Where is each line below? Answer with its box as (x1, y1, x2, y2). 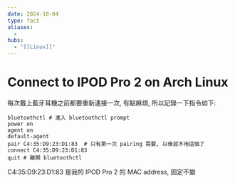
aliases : (7, 23, 33, 31)
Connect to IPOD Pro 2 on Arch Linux (7, 74, 229, 90)
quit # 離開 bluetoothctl (7, 154, 82, 161)
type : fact (7, 17, 40, 24)
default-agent (7, 132, 50, 140)
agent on (7, 126, 33, 134)
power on (7, 120, 33, 127)
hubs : (7, 37, 23, 44)
